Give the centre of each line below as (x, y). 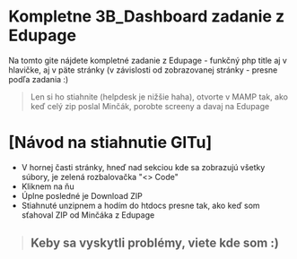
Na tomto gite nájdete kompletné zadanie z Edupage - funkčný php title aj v (148, 60)
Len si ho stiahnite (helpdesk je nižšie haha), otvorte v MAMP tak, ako (159, 97)
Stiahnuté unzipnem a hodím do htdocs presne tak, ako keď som (141, 205)
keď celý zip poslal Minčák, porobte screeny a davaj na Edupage (150, 106)
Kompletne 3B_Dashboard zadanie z (147, 17)
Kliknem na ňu (48, 186)
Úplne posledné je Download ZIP (82, 195)
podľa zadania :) (39, 79)
